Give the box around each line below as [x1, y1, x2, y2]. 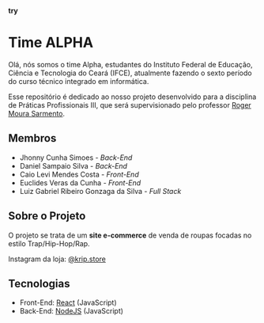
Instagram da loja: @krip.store [8, 254, 107, 264]
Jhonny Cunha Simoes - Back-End [19, 153, 133, 162]
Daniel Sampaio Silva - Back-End [19, 161, 128, 170]
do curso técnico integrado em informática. [8, 76, 149, 85]
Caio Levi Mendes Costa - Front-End [19, 169, 140, 179]
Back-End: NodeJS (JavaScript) [19, 306, 124, 316]
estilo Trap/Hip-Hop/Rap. [8, 238, 90, 248]
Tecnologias [8, 276, 70, 291]
